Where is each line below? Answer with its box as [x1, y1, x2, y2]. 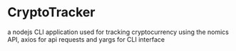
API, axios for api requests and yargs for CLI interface [7, 35, 165, 43]
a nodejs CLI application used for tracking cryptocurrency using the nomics [7, 28, 230, 36]
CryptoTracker [7, 4, 96, 21]
